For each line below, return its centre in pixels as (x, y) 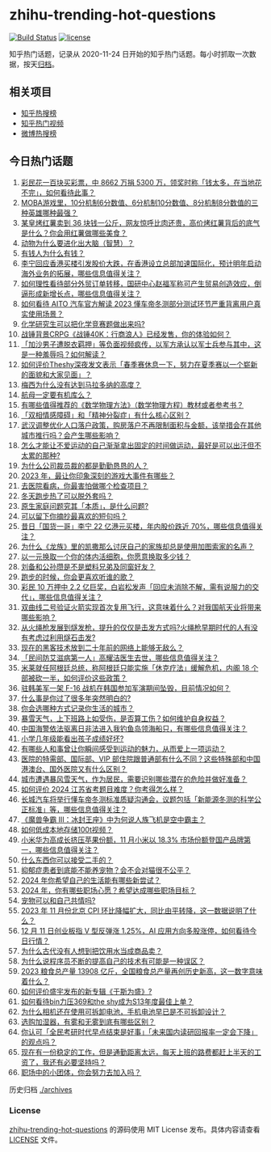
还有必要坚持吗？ (77, 1062)
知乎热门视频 (42, 123)
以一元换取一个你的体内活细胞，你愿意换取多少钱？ (106, 557)
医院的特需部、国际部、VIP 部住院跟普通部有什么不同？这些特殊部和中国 (141, 759)
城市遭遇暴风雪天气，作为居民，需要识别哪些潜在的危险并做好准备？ (134, 779)
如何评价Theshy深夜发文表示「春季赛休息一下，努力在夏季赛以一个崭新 (139, 364)
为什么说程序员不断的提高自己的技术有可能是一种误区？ (113, 961)
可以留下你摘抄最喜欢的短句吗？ (74, 516)
